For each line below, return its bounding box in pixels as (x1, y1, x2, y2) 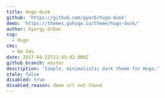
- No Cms (12, 49, 34, 55)
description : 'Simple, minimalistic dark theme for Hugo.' (6, 65, 160, 72)
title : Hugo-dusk (6, 9, 51, 15)
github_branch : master (6, 60, 64, 66)
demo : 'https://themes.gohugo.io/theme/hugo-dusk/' (6, 20, 141, 26)
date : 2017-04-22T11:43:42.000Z (6, 54, 89, 60)
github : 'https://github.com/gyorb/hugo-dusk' (6, 15, 127, 21)
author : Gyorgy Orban (6, 26, 62, 32)
